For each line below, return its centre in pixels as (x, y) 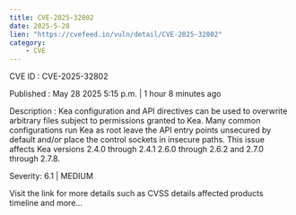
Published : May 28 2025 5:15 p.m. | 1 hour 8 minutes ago (115, 94)
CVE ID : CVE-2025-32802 (59, 76)
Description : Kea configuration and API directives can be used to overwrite (148, 111)
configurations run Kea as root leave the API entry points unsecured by (140, 130)
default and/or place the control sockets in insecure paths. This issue (137, 140)
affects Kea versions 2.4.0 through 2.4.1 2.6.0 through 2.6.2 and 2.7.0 (137, 150)
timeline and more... (46, 203)
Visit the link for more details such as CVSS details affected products (136, 193)
